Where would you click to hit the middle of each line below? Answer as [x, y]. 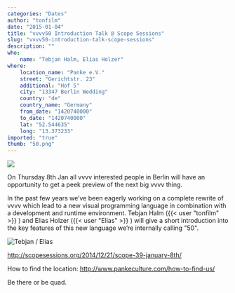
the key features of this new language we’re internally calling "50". [103, 228]
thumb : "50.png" [31, 144]
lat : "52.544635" [45, 124]
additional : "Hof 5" [50, 86]
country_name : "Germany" [56, 105]
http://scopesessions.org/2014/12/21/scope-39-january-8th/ [95, 255]
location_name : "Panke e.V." [62, 72]
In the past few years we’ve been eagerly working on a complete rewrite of [116, 198]
